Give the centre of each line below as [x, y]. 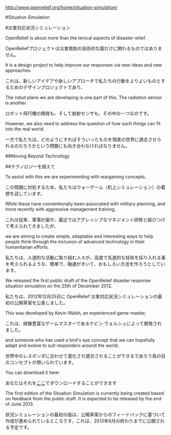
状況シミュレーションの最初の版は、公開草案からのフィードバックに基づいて [85, 414]
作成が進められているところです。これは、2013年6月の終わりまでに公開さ [83, 421]
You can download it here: [33, 372]
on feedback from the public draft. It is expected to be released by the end [83, 399]
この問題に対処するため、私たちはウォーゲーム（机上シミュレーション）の [83, 187]
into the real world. [25, 129]
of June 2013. [20, 404]
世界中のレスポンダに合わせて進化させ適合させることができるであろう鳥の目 [85, 356]
